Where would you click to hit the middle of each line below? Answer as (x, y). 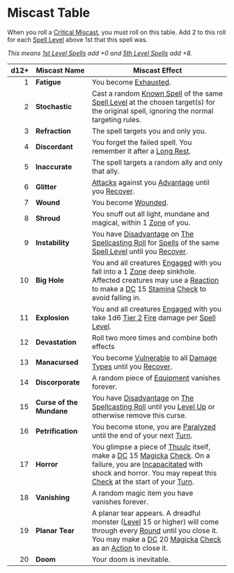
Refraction (54, 131)
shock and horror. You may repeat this (154, 472)
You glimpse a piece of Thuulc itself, (151, 447)
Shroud (48, 218)
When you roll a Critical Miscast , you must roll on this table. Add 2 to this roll (117, 32)
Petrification (57, 431)
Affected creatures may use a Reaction (155, 280)
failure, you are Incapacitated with (147, 464)
